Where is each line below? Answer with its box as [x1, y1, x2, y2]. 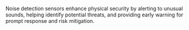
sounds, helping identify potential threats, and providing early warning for [5, 11, 184, 18]
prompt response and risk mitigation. [5, 18, 95, 24]
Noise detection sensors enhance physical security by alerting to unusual [5, 5, 183, 12]
